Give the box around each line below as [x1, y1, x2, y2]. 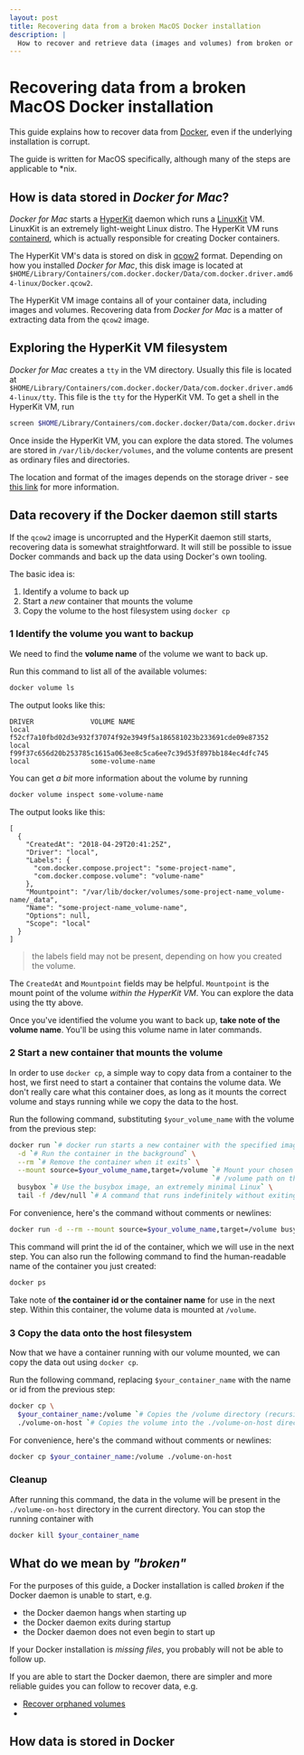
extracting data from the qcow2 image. [9, 314, 149, 325]
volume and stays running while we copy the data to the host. [9, 1096, 239, 1106]
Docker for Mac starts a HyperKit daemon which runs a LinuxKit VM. [9, 213, 265, 224]
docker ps [9, 1277, 47, 1287]
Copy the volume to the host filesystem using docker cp [22, 605, 231, 616]
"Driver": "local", [25, 848, 100, 857]
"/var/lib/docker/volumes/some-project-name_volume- [81, 887, 285, 896]
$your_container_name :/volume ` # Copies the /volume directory [17, 1409, 261, 1418]
